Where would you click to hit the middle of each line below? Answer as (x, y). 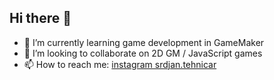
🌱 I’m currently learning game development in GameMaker (144, 42)
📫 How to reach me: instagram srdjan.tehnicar (120, 64)
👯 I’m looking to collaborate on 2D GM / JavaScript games (143, 53)
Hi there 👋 (40, 18)
